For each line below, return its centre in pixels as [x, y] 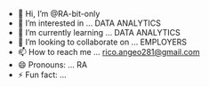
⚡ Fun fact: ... [42, 75]
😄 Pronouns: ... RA [52, 65]
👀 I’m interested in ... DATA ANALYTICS [89, 23]
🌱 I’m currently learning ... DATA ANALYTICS [99, 32]
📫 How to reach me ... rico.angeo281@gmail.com [109, 52]
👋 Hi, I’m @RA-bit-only [59, 14]
